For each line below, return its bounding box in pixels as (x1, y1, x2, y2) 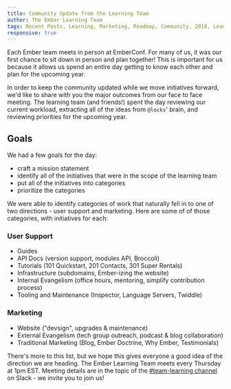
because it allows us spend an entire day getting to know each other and (7, 63, 213, 71)
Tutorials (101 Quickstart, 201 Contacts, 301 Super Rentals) (16, 262, 183, 270)
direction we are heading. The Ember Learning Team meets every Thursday (7, 359, 221, 367)
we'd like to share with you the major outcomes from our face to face (7, 91, 203, 99)
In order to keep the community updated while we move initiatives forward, (7, 83, 219, 92)
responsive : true (7, 29, 57, 36)
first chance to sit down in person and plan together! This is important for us (7, 56, 223, 64)
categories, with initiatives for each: (7, 214, 109, 222)
